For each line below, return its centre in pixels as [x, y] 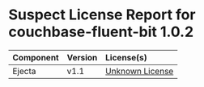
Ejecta [24, 71]
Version [82, 57]
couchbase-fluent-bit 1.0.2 [101, 32]
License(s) [126, 57]
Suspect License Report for [102, 15]
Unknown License [139, 71]
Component [36, 57]
